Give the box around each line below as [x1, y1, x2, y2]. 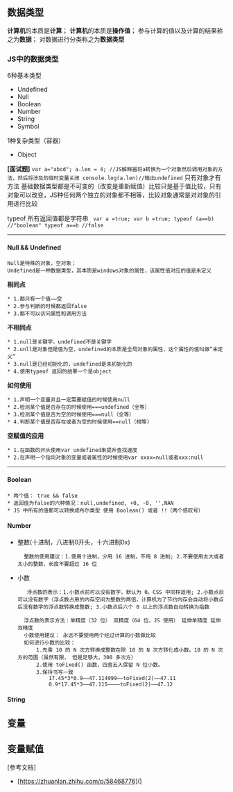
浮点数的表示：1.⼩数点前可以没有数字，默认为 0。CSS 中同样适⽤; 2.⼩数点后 [26, 588, 224, 596]
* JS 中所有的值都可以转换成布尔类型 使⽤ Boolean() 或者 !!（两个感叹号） [7, 507, 204, 514]
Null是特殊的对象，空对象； [7, 260, 77, 267]
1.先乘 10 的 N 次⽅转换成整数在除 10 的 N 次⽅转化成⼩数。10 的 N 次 [35, 646, 223, 654]
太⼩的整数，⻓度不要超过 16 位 [17, 560, 98, 567]
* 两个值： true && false [7, 492, 78, 499]
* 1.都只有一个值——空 [7, 296, 62, 302]
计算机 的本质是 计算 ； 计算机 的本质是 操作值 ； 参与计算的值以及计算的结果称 [7, 26, 223, 35]
